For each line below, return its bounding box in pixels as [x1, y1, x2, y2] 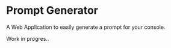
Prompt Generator [6, 4, 98, 17]
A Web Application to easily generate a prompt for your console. [6, 23, 166, 31]
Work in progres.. [6, 35, 49, 42]
